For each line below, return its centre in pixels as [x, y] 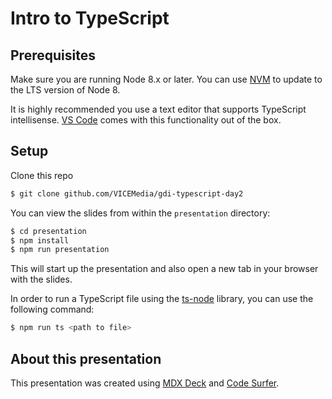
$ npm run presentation [60, 250]
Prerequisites [53, 55]
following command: [52, 309]
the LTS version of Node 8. [65, 90]
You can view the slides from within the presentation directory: [140, 213]
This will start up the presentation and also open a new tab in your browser [164, 269]
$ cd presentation [48, 231]
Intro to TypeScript [90, 18]
